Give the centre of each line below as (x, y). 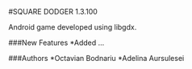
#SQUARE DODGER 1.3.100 (53, 12)
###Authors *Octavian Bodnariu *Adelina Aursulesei (96, 58)
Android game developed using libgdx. (73, 27)
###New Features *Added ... (56, 43)
